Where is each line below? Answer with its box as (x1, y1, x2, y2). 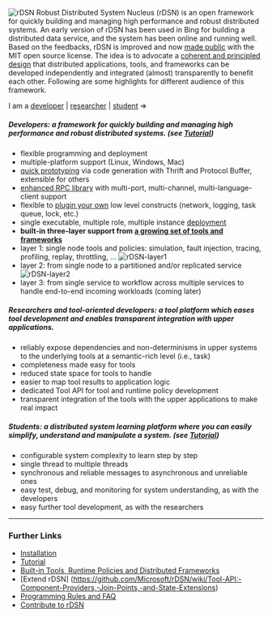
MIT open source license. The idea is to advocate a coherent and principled (8, 51, 261, 60)
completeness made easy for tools (19, 359, 136, 369)
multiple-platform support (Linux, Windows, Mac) (19, 156, 185, 166)
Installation (19, 548, 57, 559)
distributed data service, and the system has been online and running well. (8, 33, 257, 43)
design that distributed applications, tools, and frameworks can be (8, 59, 230, 69)
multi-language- (198, 182, 253, 192)
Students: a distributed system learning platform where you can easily (8, 422, 253, 431)
